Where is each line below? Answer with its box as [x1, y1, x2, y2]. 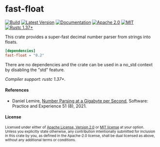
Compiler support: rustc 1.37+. [5, 76, 66, 82]
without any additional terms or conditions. [5, 138, 76, 143]
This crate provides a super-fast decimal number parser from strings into [5, 34, 151, 40]
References [5, 87, 29, 93]
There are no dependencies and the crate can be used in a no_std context [5, 61, 153, 67]
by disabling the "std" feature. [5, 67, 65, 73]
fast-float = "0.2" [5, 53, 45, 58]
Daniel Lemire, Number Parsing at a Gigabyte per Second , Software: [12, 98, 148, 103]
